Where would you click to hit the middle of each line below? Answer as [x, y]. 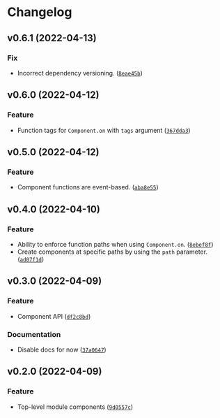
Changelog [40, 12]
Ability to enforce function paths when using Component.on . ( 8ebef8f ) [115, 244]
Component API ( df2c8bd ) [54, 316]
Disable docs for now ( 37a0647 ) [62, 349]
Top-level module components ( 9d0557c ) [75, 407]
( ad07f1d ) [31, 259]
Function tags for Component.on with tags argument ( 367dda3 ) [104, 130]
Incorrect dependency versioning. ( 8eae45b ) [80, 73]
